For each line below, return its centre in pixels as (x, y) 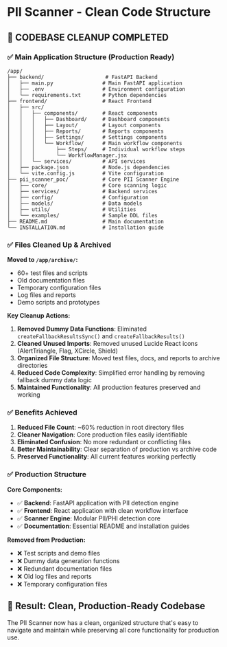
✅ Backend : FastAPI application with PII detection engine (98, 503)
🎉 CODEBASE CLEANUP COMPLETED (88, 37)
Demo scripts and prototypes (58, 303)
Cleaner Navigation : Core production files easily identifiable (102, 435)
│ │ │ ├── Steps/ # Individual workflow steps (96, 149)
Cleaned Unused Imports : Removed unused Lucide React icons (107, 344)
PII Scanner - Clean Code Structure (109, 12)
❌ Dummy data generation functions (68, 560)
